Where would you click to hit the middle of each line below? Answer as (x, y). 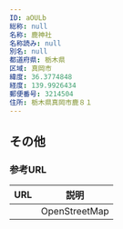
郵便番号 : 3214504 (42, 94)
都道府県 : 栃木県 (37, 60)
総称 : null (29, 26)
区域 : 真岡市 (31, 69)
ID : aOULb (28, 18)
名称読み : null (36, 43)
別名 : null (29, 52)
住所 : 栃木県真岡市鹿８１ (51, 102)
